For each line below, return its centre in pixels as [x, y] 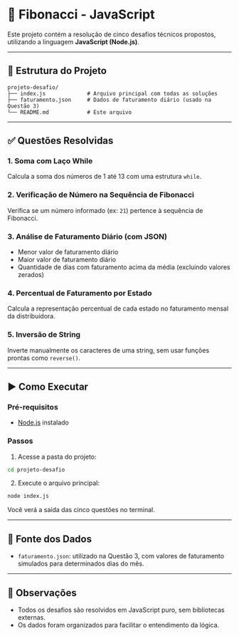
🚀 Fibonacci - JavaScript [81, 15]
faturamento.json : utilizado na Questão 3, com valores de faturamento [121, 556]
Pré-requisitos [33, 407]
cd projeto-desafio [36, 469]
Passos [20, 441]
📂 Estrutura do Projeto [57, 71]
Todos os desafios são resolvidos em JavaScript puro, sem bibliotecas [121, 610]
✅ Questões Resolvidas [60, 141]
